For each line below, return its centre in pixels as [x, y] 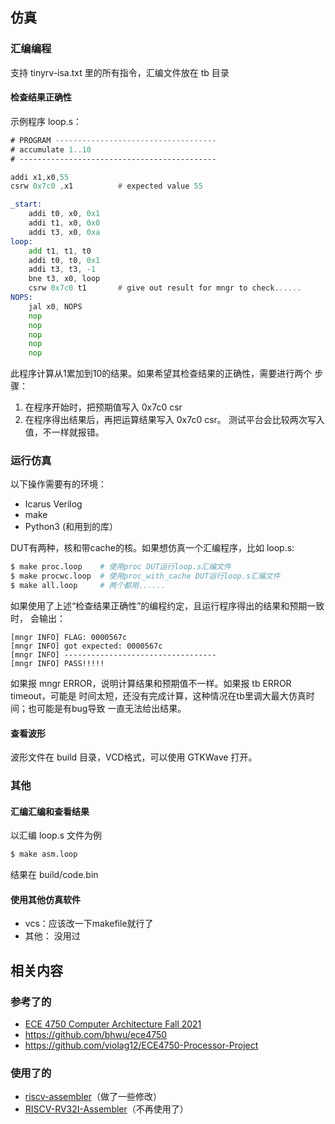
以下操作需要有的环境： [58, 484]
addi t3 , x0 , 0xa [64, 232]
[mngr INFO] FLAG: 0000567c [69, 638]
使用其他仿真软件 [45, 899]
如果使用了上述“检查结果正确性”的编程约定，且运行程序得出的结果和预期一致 [167, 606]
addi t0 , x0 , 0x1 [64, 214]
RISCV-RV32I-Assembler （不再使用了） [106, 1109]
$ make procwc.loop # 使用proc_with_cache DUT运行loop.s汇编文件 [145, 576]
